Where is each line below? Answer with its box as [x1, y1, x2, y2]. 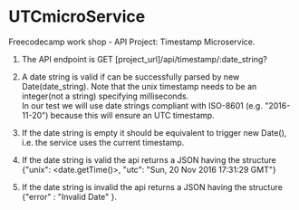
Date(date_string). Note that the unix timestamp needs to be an [21, 81, 257, 91]
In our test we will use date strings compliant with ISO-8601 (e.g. [21, 100, 264, 110]
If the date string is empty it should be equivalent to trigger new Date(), [21, 127, 287, 138]
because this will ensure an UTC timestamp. [50, 110, 215, 120]
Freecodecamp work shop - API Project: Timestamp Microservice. [8, 36, 256, 47]
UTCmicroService [8, 6, 146, 27]
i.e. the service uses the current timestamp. [21, 137, 185, 148]
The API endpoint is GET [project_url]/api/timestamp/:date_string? [21, 53, 268, 64]
